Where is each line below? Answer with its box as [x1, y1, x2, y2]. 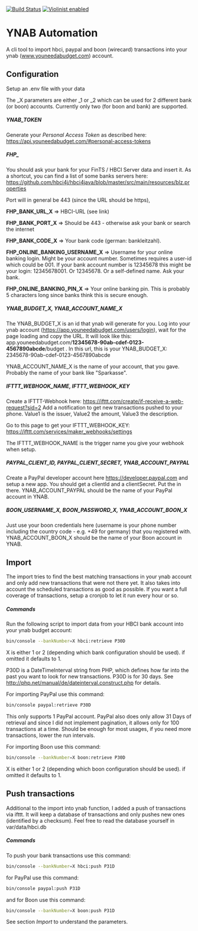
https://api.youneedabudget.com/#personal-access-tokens [6, 137, 151, 144]
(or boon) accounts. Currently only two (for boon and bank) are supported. [6, 102, 188, 109]
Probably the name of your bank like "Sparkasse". [6, 369, 128, 376]
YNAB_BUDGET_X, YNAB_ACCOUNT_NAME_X [6, 305, 123, 312]
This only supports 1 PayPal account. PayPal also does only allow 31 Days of [6, 713, 192, 720]
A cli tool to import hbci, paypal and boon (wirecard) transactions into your [6, 46, 187, 53]
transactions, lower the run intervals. [6, 732, 96, 739]
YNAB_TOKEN [6, 116, 42, 124]
